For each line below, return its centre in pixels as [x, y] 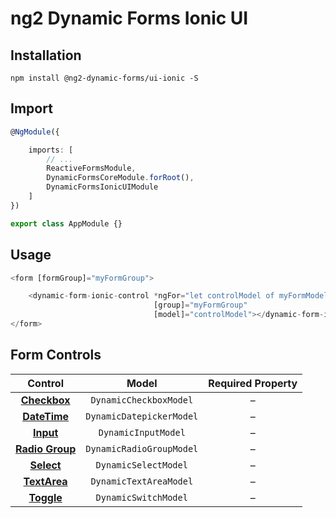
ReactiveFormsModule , [91, 168]
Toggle [45, 497]
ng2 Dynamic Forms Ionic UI [129, 18]
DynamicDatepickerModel [142, 416]
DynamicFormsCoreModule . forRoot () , [120, 178]
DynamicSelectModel [141, 465]
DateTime [46, 416]
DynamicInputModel [142, 432]
